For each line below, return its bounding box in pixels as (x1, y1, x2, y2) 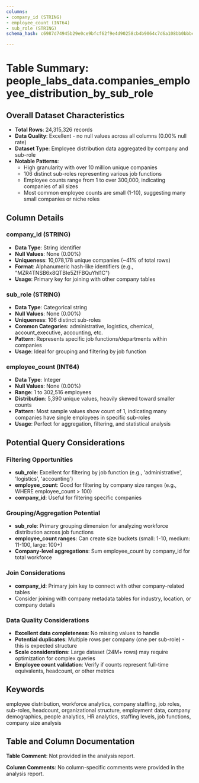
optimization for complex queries (14, 654, 96, 662)
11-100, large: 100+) (14, 541, 63, 549)
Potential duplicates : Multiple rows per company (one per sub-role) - (14, 636, 185, 643)
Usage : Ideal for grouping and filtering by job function (14, 348, 147, 355)
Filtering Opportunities (6, 455, 73, 464)
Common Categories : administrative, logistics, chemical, (14, 323, 154, 330)
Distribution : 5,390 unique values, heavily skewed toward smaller (14, 395, 175, 402)
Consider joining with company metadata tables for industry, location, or (14, 595, 191, 602)
